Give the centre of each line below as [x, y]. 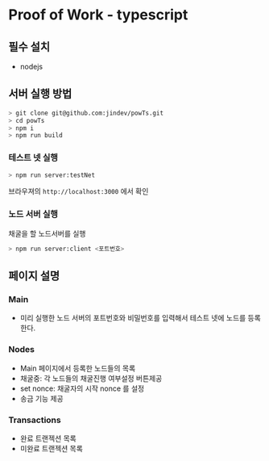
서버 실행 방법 [40, 94]
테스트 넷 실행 [33, 157]
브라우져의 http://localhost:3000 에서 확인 [79, 191]
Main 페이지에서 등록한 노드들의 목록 [78, 368]
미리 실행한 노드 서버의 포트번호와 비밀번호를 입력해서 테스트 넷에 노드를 [133, 318]
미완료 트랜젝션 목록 [51, 448]
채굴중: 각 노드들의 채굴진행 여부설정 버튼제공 [91, 378]
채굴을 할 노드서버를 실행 [47, 233]
